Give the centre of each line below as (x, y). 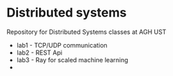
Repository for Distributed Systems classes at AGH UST (86, 32)
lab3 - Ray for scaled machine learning (72, 59)
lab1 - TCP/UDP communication (62, 45)
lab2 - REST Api (39, 53)
